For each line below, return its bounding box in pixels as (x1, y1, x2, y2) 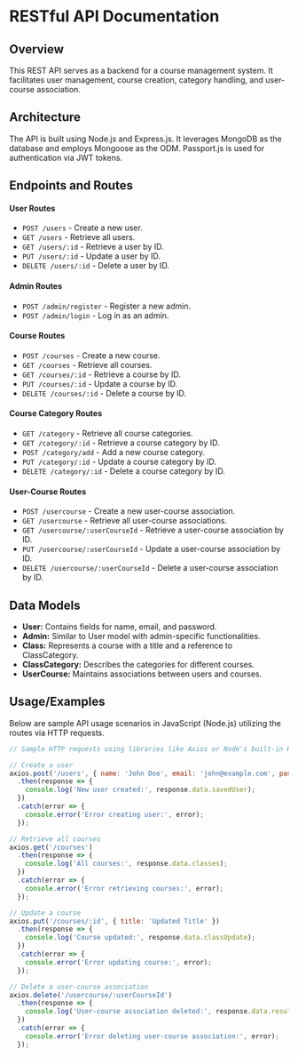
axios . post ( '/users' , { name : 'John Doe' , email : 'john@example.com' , (9, 769, 276, 778)
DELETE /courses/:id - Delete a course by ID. (21, 388, 187, 398)
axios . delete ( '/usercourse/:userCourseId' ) (9, 990, 173, 999)
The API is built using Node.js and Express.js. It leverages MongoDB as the (9, 133, 282, 144)
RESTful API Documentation (9, 6, 220, 27)
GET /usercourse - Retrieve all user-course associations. (21, 516, 228, 526)
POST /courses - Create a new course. (21, 349, 161, 361)
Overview (9, 42, 65, 57)
